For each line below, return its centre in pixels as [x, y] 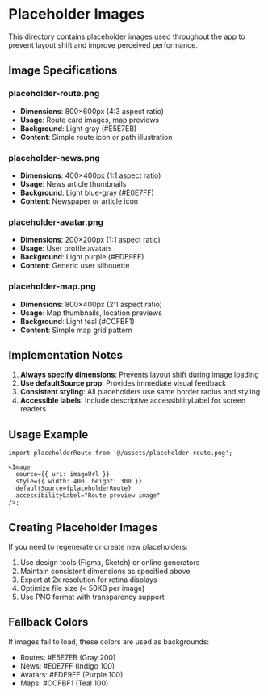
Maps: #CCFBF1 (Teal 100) [64, 683]
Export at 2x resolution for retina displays [88, 580]
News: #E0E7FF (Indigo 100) [67, 666]
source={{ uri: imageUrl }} [63, 475]
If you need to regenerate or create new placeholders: [98, 546]
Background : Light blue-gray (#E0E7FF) [87, 192]
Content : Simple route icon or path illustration [96, 137]
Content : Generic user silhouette [75, 266]
